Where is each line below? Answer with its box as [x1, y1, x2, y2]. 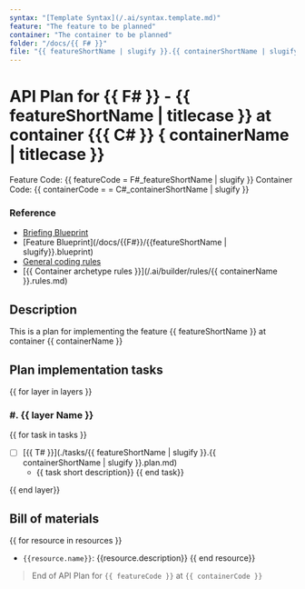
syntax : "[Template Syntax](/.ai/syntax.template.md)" [9, 13, 221, 23]
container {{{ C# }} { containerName [9, 125, 290, 145]
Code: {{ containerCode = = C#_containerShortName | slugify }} [9, 184, 250, 195]
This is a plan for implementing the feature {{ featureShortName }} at [9, 326, 266, 337]
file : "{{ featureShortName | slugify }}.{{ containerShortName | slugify [9, 47, 299, 56]
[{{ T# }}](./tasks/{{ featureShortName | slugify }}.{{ [22, 447, 216, 458]
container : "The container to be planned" [9, 30, 172, 39]
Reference [9, 206, 56, 219]
